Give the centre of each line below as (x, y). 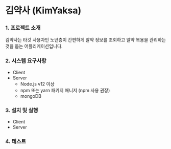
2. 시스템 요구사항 (26, 61)
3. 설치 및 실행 (22, 110)
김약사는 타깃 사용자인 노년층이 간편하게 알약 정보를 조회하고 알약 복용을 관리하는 (86, 40)
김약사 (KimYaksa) (43, 10)
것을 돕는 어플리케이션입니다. (34, 46)
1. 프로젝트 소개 (23, 28)
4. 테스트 (16, 141)
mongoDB (31, 96)
